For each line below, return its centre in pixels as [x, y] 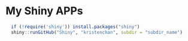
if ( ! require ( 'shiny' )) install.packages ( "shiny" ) [75, 27]
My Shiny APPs [44, 11]
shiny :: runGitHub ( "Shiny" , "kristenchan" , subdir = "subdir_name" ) [97, 32]
